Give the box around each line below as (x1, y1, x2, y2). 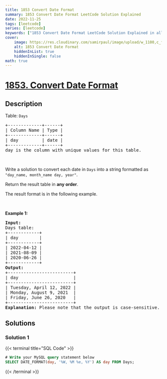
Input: (5, 220, 21, 226)
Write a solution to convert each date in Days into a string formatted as (5, 167, 149, 173)
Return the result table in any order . (5, 182, 79, 188)
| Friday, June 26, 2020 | (5, 295, 76, 301)
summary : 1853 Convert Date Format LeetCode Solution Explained (5, 12, 141, 17)
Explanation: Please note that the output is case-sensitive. (5, 305, 160, 311)
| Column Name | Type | (5, 128, 63, 133)
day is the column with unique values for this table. (5, 148, 142, 153)
